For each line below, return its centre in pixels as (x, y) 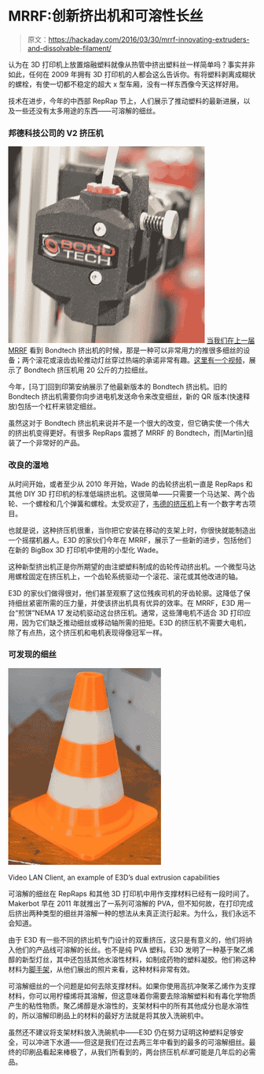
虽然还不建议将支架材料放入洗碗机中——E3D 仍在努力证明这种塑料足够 (123, 1032)
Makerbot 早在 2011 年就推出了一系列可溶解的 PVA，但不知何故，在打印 (124, 903)
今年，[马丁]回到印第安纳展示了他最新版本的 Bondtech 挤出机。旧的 (118, 387)
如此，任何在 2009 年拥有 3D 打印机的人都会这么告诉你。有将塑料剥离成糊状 (132, 74)
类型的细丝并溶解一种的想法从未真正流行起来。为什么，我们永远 (145, 913)
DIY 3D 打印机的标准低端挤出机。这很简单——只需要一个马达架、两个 (136, 493)
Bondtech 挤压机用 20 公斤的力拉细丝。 (88, 370)
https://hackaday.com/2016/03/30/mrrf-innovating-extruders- (149, 39)
